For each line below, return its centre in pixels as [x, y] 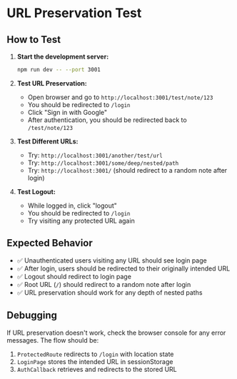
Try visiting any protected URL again [81, 221]
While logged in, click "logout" [72, 206]
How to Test [34, 40]
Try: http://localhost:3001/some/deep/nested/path [103, 163]
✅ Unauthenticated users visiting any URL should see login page [112, 260]
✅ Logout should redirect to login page [74, 276]
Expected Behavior [50, 243]
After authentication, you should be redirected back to [107, 120]
